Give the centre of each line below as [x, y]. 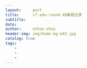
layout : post [24, 10]
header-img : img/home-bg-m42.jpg [41, 34]
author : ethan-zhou [31, 29]
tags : [11, 43]
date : [11, 24]
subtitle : [16, 19]
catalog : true [20, 39]
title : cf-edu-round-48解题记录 [44, 15]
